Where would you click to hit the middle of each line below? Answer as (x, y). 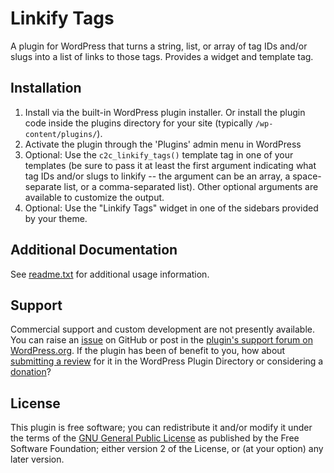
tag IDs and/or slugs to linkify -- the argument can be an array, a (157, 176)
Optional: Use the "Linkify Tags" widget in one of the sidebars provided (171, 208)
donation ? (31, 372)
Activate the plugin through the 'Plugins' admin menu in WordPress (163, 144)
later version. (37, 459)
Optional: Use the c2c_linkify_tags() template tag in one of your (159, 154)
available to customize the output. (94, 197)
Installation (46, 88)
